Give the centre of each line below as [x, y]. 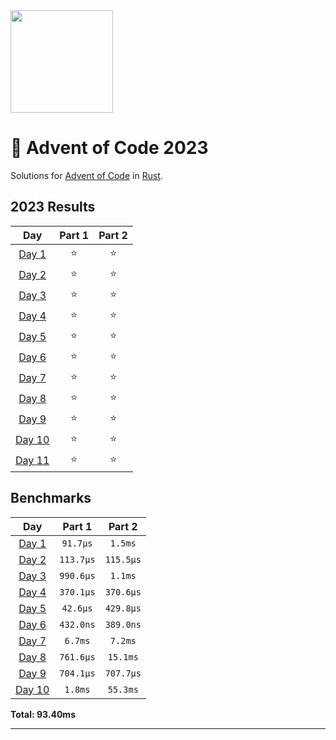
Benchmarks [51, 498]
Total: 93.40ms [43, 714]
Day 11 [32, 461]
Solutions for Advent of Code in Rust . [86, 175]
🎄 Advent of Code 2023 [109, 148]
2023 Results [53, 207]
